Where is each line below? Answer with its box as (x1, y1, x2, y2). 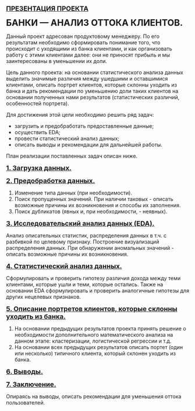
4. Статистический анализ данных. (6, 262, 122, 270)
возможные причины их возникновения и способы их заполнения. (14, 202, 181, 208)
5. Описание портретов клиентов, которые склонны (6, 305, 178, 313)
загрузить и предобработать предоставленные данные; (14, 123, 154, 130)
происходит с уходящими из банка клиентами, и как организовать (6, 46, 173, 52)
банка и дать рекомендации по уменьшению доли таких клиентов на (6, 88, 179, 95)
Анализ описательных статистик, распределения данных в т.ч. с (6, 232, 167, 239)
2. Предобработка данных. (6, 177, 95, 185)
